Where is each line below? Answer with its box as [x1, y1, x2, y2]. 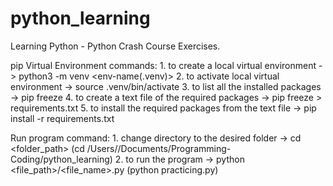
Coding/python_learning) [10, 153, 113, 165]
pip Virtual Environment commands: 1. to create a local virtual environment [10, 59, 317, 71]
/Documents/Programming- [117, 142, 232, 154]
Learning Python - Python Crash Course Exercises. [10, 40, 221, 52]
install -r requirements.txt [10, 112, 115, 124]
